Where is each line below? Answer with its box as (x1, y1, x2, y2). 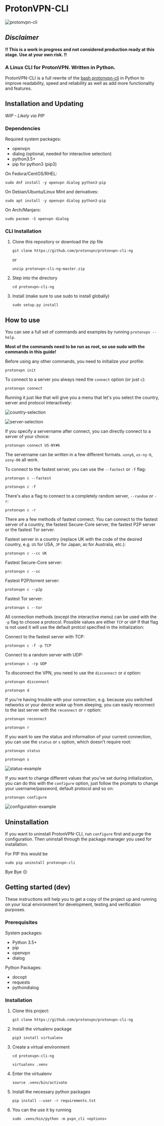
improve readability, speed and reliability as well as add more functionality (5, 80, 155, 86)
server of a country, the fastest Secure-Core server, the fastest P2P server (5, 522, 156, 527)
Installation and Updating (5, 100, 84, 108)
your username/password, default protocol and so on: (5, 786, 114, 791)
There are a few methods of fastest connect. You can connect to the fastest (5, 516, 158, 523)
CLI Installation (5, 228, 42, 235)
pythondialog (12, 985, 39, 991)
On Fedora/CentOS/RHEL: (5, 171, 57, 177)
